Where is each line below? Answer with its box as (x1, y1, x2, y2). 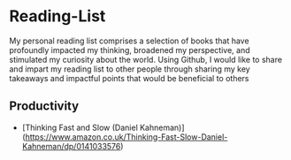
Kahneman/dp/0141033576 (21, 141, 121, 151)
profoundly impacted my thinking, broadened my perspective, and (9, 44, 250, 55)
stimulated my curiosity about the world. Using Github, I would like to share (9, 54, 283, 65)
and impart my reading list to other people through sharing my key (9, 64, 250, 74)
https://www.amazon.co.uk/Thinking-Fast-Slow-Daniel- (25, 131, 228, 142)
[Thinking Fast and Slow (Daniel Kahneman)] (21, 122, 185, 133)
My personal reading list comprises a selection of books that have (9, 35, 249, 46)
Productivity (9, 99, 80, 114)
